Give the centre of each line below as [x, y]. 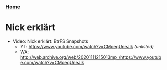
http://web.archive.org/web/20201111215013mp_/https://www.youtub [91, 57]
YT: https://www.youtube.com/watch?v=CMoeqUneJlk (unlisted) [87, 46]
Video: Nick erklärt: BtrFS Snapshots [50, 41]
